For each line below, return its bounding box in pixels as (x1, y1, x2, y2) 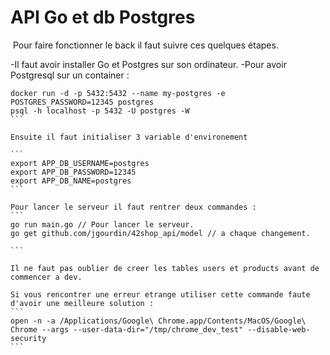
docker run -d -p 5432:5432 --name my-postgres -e (10, 88, 226, 98)
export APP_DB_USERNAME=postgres (10, 158, 150, 168)
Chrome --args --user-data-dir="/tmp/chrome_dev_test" (10, 324, 244, 335)
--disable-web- (247, 324, 311, 335)
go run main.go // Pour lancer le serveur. (10, 219, 195, 230)
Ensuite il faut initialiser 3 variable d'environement (10, 132, 248, 142)
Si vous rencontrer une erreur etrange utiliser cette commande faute (10, 289, 311, 300)
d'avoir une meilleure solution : (10, 298, 155, 308)
